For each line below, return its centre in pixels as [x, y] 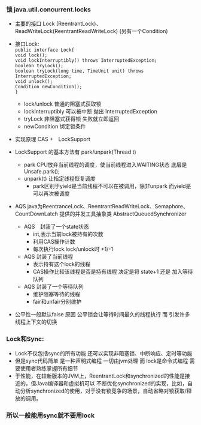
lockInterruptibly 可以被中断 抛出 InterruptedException [90, 112]
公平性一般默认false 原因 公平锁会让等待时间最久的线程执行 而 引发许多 [102, 315]
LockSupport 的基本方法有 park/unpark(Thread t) [75, 152]
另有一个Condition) [145, 31]
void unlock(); [34, 82]
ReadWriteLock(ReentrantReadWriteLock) [66, 31]
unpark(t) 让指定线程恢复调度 [60, 179]
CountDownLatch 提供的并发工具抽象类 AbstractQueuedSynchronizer [100, 214]
